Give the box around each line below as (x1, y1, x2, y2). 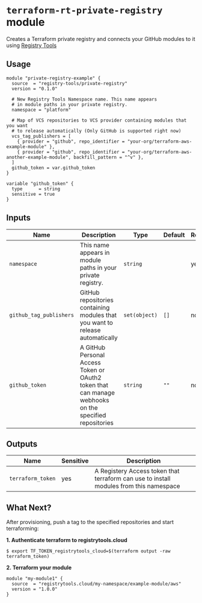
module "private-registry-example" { (6, 75, 101, 81)
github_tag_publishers (9, 311, 74, 318)
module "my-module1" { (6, 576, 63, 582)
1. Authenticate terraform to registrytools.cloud (6, 537, 127, 544)
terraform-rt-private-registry (6, 5, 163, 16)
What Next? (6, 502, 52, 513)
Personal (79, 351, 105, 359)
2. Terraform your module (6, 564, 72, 571)
